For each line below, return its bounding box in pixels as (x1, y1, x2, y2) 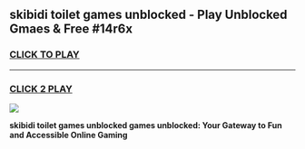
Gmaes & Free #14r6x (9, 22, 133, 37)
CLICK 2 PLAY (9, 82, 73, 95)
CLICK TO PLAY (9, 49, 80, 61)
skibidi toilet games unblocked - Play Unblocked (9, 7, 288, 23)
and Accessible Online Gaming (9, 129, 128, 140)
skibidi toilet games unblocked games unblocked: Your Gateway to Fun (9, 119, 283, 130)
